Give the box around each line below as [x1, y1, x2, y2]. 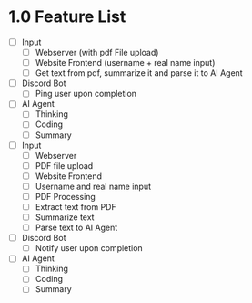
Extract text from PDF [35, 201, 116, 212]
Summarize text [35, 212, 95, 223]
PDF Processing [35, 191, 96, 202]
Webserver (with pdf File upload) [35, 47, 159, 57]
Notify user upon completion [35, 243, 143, 254]
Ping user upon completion [35, 89, 137, 99]
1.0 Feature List [8, 6, 126, 27]
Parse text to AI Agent [35, 222, 118, 234]
